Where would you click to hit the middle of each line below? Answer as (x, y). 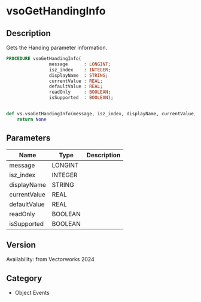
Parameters (28, 138)
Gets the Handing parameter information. (57, 47)
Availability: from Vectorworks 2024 (50, 259)
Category (24, 278)
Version (21, 245)
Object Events (32, 293)
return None (32, 119)
